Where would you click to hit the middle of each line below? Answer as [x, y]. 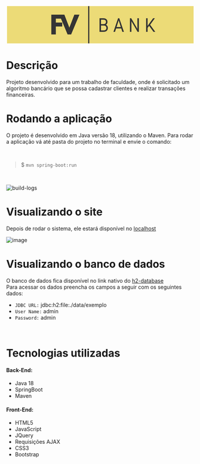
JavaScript [28, 429]
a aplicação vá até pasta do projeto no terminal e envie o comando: [89, 141]
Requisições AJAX [38, 442]
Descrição [32, 66]
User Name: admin [36, 311]
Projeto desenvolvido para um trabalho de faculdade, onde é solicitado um [98, 82]
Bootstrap [27, 454]
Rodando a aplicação [59, 119]
